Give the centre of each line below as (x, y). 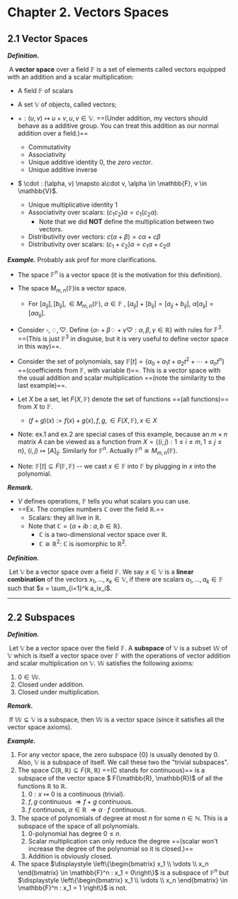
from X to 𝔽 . (35, 407)
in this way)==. (39, 346)
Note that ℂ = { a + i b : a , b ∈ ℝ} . (75, 525)
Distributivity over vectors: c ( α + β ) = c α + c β (94, 236)
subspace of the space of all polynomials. (79, 826)
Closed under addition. (51, 685)
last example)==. (42, 386)
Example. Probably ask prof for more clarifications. (82, 259)
